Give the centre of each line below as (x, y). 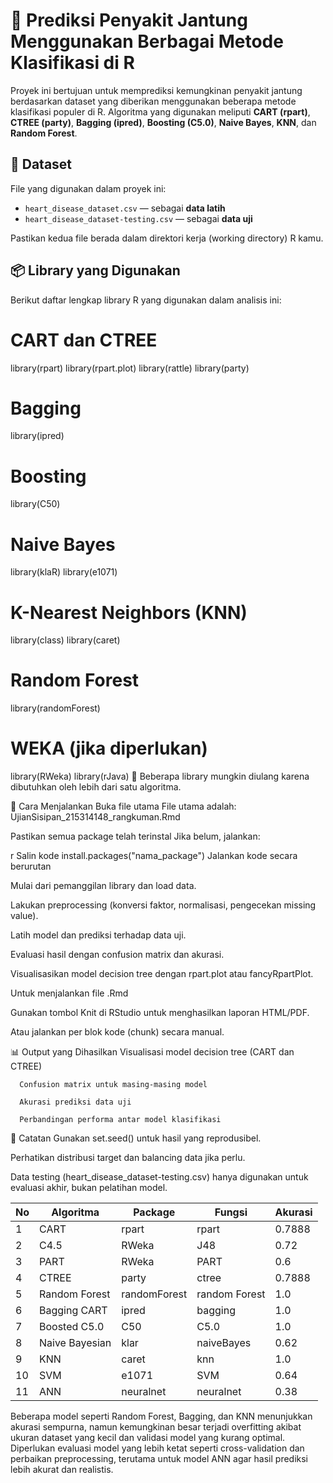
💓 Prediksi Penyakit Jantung (129, 20)
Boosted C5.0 (72, 1327)
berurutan (31, 866)
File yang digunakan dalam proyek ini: (88, 188)
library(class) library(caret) (65, 640)
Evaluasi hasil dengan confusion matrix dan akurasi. (117, 955)
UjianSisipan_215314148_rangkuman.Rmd (95, 817)
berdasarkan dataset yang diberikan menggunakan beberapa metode (153, 101)
